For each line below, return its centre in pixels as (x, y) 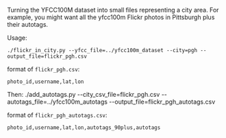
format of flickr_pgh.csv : (43, 69)
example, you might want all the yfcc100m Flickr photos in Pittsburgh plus (111, 17)
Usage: (17, 38)
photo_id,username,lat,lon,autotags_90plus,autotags (84, 128)
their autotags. (28, 24)
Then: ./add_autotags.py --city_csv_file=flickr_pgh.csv (84, 94)
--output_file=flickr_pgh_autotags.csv (162, 102)
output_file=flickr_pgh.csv (47, 56)
